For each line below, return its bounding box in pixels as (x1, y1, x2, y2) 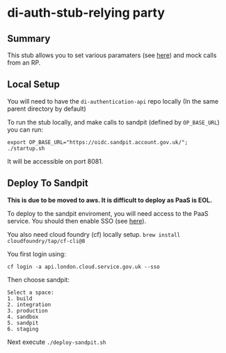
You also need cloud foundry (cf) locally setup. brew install (7, 230, 181, 238)
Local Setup (7, 79, 60, 91)
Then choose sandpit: (7, 275, 70, 283)
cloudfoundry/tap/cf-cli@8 (7, 237, 86, 244)
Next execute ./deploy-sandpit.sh (7, 338, 106, 346)
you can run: (7, 125, 44, 134)
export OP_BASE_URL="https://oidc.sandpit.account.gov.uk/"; (7, 139, 188, 146)
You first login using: (7, 249, 66, 258)
